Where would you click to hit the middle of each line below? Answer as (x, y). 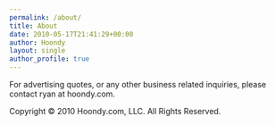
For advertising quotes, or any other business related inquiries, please (138, 84)
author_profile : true (50, 59)
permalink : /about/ (46, 17)
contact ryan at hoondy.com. (62, 94)
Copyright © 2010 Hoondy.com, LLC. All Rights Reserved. (115, 111)
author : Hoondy (37, 42)
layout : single (37, 51)
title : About (33, 26)
